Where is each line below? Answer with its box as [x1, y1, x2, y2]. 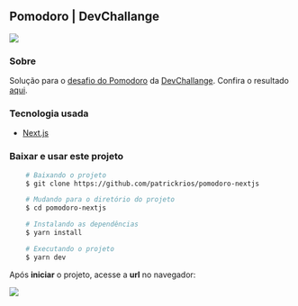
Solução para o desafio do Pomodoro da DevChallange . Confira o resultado [9, 76, 290, 86]
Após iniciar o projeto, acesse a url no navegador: [9, 269, 196, 280]
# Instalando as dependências [25, 220, 140, 229]
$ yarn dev [25, 253, 67, 262]
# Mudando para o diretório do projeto [25, 195, 176, 204]
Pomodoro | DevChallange [9, 9, 160, 24]
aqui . [9, 85, 29, 95]
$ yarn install [25, 229, 83, 238]
